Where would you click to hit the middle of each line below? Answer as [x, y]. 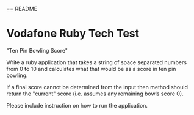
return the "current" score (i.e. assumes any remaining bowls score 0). [95, 94]
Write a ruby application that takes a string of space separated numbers [97, 62]
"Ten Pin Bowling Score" [37, 50]
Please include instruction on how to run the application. [77, 105]
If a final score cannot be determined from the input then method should [97, 87]
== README [22, 9]
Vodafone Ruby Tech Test [73, 34]
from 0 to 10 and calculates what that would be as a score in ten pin [91, 69]
